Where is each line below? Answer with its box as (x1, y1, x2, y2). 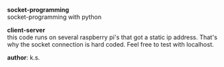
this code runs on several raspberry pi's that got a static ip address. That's (7, 33, 218, 41)
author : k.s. (7, 53, 40, 62)
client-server (7, 26, 46, 34)
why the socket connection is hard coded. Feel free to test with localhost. (7, 41, 214, 48)
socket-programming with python (7, 13, 102, 21)
